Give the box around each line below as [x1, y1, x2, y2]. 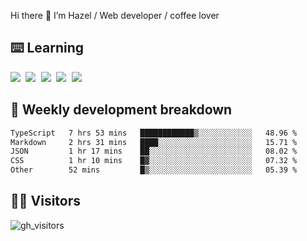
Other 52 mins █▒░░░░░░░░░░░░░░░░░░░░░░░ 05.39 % [10, 165, 298, 175]
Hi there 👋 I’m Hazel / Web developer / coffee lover [10, 10, 220, 21]
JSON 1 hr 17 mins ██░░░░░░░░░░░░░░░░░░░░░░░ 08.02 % [10, 146, 298, 157]
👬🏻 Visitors [10, 193, 82, 210]
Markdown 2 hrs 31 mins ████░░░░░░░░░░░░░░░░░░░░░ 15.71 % [10, 137, 298, 147]
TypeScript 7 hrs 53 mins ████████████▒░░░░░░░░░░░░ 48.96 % [10, 128, 298, 138]
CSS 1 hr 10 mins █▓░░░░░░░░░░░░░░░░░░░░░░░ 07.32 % [10, 156, 298, 166]
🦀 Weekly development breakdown [10, 101, 233, 119]
